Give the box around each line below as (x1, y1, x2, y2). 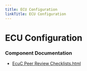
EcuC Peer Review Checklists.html (12, 60, 81, 66)
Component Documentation (5, 49, 72, 56)
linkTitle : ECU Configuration (5, 12, 67, 16)
